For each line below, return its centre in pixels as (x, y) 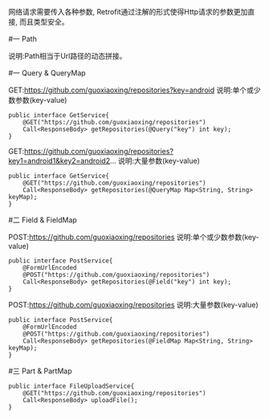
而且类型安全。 (44, 22)
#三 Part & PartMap (40, 371)
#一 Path (23, 39)
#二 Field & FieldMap (43, 220)
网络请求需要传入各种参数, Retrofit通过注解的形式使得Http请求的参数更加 (128, 12)
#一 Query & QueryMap (47, 73)
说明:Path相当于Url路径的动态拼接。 (67, 56)
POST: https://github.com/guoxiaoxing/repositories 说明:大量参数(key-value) (133, 305)
